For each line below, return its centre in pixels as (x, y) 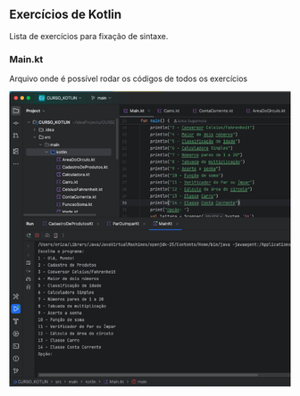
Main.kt (26, 59)
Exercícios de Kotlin (66, 15)
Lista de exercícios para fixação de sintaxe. (89, 36)
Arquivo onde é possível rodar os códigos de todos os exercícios (129, 78)
